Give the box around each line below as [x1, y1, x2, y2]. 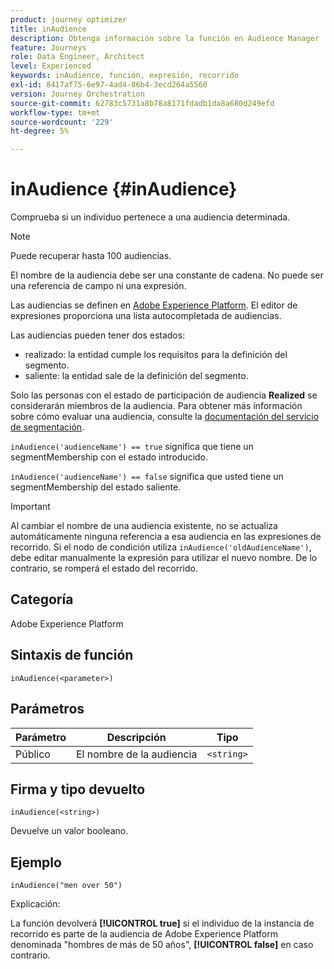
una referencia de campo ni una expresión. [10, 280, 187, 292]
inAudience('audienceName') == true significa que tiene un [10, 441, 254, 453]
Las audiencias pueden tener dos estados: [10, 329, 186, 341]
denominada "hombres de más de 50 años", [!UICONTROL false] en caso [10, 939, 314, 951]
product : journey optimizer [10, 14, 128, 25]
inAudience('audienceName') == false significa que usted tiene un [10, 471, 284, 483]
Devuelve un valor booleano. [10, 825, 129, 837]
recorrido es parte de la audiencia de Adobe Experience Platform [10, 928, 278, 940]
